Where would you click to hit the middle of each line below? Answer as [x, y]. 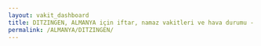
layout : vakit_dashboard [49, 15]
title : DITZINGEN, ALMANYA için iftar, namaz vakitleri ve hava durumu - [131, 23]
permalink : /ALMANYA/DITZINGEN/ [61, 30]
